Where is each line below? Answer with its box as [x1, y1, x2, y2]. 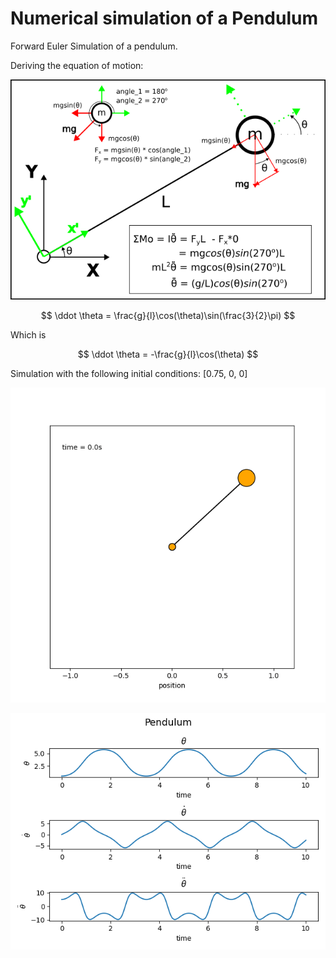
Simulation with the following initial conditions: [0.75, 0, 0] [10, 367, 248, 379]
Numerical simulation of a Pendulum [10, 7, 319, 30]
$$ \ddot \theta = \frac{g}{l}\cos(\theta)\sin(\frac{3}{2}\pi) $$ [40, 309, 296, 321]
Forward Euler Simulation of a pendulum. [10, 40, 178, 52]
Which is [10, 328, 47, 341]
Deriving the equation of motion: [10, 59, 144, 71]
